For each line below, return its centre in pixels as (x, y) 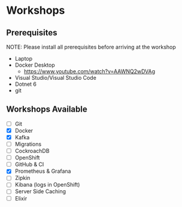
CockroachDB (32, 151)
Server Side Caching (40, 191)
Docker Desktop (35, 65)
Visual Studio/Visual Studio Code (56, 78)
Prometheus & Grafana (43, 171)
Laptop (24, 58)
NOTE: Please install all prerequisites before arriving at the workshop (91, 47)
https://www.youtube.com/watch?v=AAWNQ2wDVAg (90, 71)
